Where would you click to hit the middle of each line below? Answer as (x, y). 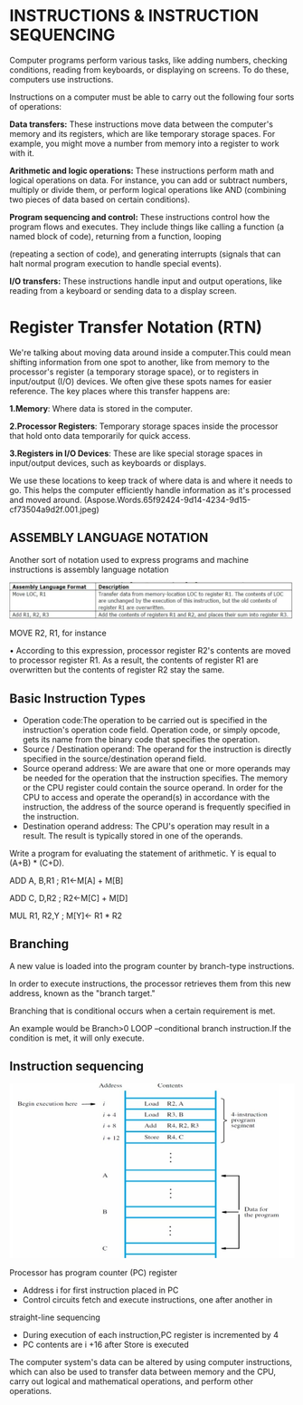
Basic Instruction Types (78, 698)
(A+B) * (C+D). (37, 863)
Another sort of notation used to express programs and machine (129, 559)
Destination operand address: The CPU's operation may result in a (146, 826)
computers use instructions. (62, 79)
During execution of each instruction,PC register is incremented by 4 (150, 1334)
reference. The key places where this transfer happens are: (120, 391)
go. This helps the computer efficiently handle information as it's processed (150, 489)
